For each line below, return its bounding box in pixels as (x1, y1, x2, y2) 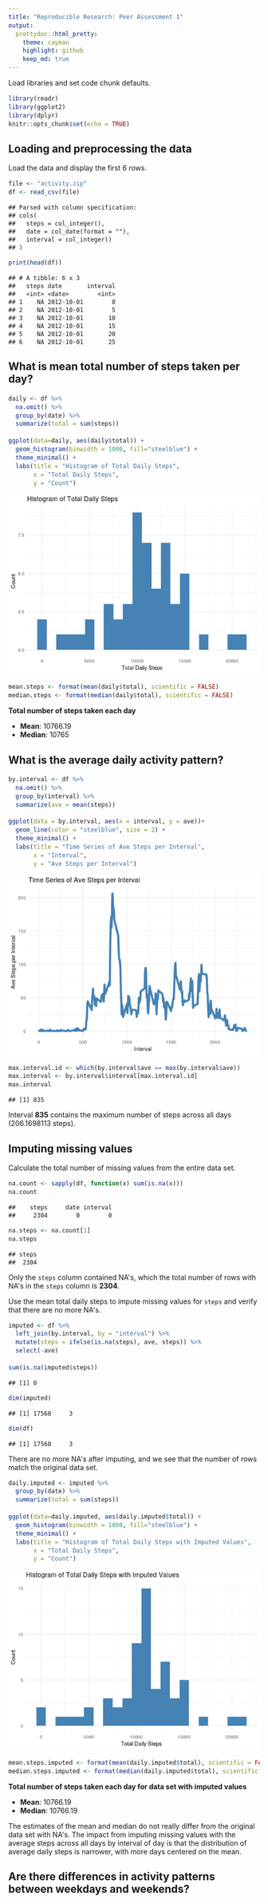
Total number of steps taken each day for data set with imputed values (8, 1782, 247, 1791)
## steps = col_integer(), (8, 220, 105, 228)
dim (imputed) (8, 1393, 52, 1402)
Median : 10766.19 (19, 1806, 78, 1815)
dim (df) (8, 1425, 34, 1433)
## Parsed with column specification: (8, 204, 137, 212)
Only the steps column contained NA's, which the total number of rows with (8, 1273, 257, 1282)
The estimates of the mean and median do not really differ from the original (8, 1822, 255, 1830)
